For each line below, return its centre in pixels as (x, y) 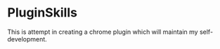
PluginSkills (42, 13)
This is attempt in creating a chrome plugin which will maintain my (103, 32)
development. (27, 39)
